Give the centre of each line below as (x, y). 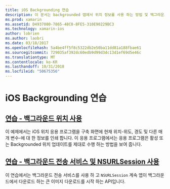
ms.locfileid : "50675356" (32, 72)
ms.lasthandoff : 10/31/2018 (35, 67)
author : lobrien (22, 34)
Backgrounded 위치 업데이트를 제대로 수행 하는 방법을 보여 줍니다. (76, 144)
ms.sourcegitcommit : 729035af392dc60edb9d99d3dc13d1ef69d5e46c (73, 52)
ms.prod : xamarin (24, 19)
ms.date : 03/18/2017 (27, 43)
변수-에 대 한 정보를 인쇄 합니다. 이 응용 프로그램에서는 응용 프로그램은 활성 (84, 138)
